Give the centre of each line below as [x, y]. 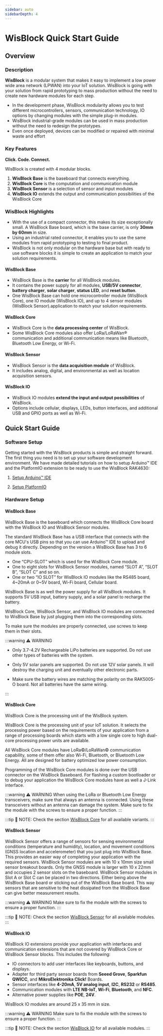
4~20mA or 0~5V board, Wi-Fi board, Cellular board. [65, 582]
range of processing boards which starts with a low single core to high [75, 735]
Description [19, 70]
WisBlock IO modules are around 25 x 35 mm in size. [58, 1004]
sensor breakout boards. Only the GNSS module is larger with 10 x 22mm [78, 867]
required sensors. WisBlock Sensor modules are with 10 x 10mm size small [79, 862]
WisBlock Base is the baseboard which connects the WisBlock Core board [79, 522]
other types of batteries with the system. [53, 655]
